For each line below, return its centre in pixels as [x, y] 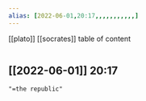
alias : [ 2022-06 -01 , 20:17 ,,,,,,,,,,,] [73, 16]
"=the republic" [35, 89]
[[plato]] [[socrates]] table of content [70, 38]
